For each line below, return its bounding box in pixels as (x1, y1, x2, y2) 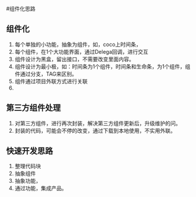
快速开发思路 (6, 146, 53, 156)
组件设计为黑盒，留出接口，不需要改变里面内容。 (14, 55, 134, 63)
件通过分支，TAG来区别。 (14, 70, 78, 77)
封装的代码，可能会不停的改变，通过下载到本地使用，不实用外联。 (14, 127, 176, 134)
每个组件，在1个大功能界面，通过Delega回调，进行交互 (14, 48, 149, 55)
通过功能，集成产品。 (14, 185, 67, 192)
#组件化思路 (6, 5, 36, 12)
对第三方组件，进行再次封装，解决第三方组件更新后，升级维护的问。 (14, 120, 181, 127)
